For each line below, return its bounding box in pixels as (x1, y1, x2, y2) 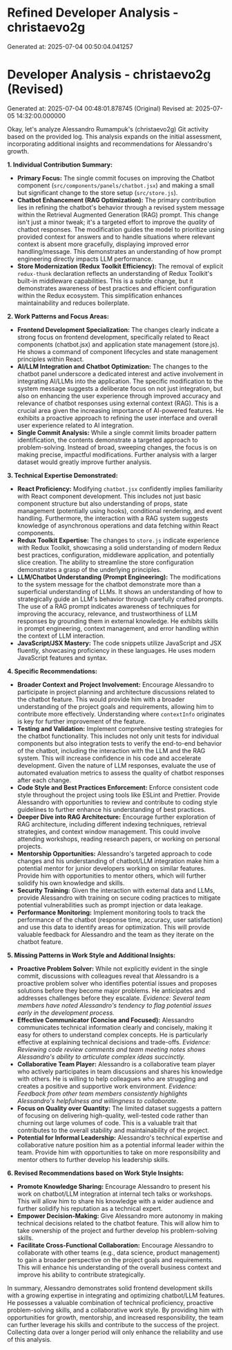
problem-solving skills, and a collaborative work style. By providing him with (7, 1306, 224, 1314)
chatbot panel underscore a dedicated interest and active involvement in (17, 369, 224, 378)
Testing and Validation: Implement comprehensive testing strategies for (17, 724, 223, 732)
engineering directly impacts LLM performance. (17, 255, 153, 263)
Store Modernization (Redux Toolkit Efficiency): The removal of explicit (17, 261, 224, 270)
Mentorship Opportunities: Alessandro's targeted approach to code (17, 849, 213, 858)
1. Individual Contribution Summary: (7, 160, 113, 169)
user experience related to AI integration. (17, 420, 134, 429)
